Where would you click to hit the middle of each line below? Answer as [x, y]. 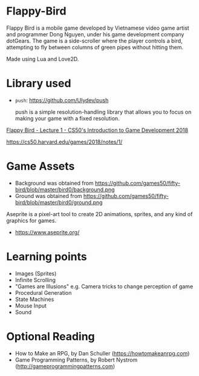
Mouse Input [31, 305]
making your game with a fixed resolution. [67, 118]
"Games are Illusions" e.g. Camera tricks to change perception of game [104, 286]
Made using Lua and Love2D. [43, 59]
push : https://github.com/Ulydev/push [62, 100]
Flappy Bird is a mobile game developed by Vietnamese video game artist [98, 28]
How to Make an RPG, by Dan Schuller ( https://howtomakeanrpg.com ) [102, 353]
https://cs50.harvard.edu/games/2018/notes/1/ [64, 142]
